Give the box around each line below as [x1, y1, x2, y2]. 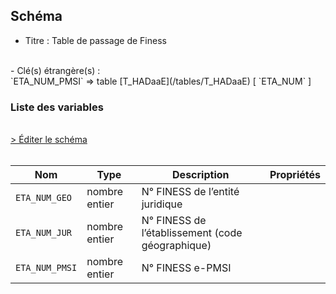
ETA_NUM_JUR [15, 227, 73, 239]
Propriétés [269, 168, 321, 182]
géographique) [141, 239, 212, 253]
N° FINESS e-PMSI [141, 261, 232, 275]
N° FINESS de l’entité [141, 185, 240, 199]
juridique [141, 197, 183, 211]
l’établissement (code [141, 226, 243, 240]
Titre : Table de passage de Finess [24, 34, 167, 46]
